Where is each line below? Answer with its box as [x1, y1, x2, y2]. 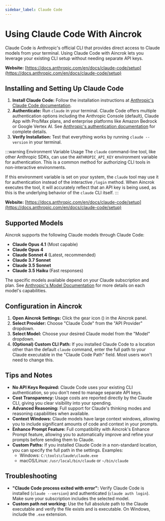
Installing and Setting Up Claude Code [5, 84, 124, 93]
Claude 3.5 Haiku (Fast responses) [12, 268, 83, 274]
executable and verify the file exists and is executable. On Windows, [12, 506, 151, 512]
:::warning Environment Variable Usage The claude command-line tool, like [5, 149, 156, 155]
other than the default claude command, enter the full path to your [12, 347, 146, 352]
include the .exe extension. [12, 511, 67, 517]
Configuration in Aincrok [5, 302, 82, 311]
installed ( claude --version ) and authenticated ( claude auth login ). [12, 490, 150, 496]
